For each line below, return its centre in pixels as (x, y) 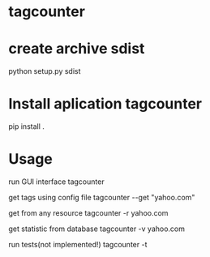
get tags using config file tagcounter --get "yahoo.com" (102, 197)
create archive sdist (77, 49)
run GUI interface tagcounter (56, 182)
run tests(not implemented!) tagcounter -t (78, 244)
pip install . (26, 126)
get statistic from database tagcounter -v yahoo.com (96, 229)
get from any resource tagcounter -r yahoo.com (88, 213)
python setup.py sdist (45, 71)
